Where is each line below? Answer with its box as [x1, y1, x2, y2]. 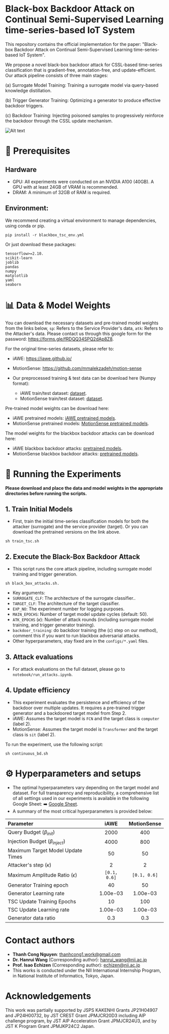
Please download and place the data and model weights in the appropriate [5, 485, 163, 491]
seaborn [5, 282, 22, 287]
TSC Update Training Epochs [8, 898, 76, 905]
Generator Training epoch [8, 882, 69, 889]
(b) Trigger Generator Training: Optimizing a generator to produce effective [5, 97, 161, 103]
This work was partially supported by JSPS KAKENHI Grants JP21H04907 [5, 1007, 158, 1013]
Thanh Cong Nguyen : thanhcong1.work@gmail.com [12, 951, 121, 957]
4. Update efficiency [5, 686, 70, 695]
